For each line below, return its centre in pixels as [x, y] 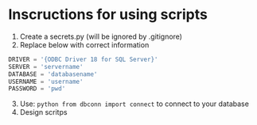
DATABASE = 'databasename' [53, 74]
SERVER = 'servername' [46, 66]
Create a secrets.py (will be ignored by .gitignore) [101, 36]
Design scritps [43, 112]
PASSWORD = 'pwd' [37, 89]
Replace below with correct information [84, 44]
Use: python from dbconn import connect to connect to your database [134, 104]
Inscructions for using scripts [108, 15]
